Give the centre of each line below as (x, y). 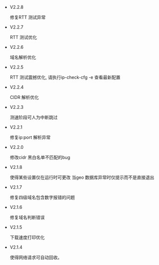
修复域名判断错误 (27, 217)
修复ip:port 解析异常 (30, 137)
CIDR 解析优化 (24, 97)
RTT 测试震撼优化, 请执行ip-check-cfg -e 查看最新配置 (65, 77)
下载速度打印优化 (27, 237)
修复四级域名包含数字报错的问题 (42, 197)
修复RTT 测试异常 (28, 17)
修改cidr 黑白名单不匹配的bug (40, 157)
